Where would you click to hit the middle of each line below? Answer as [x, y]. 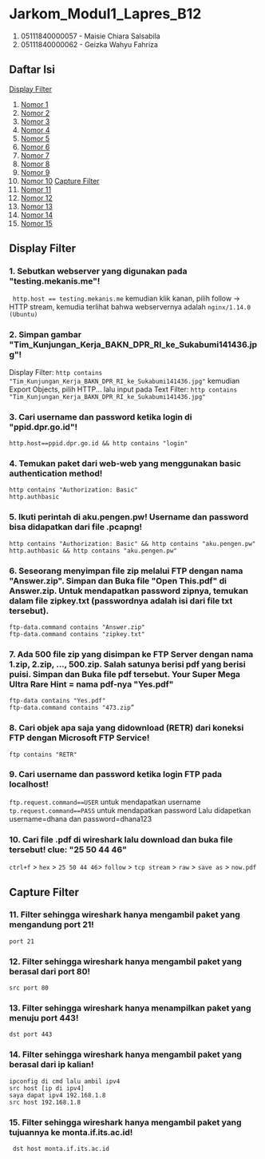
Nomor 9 [35, 172]
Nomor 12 [36, 197]
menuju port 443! [44, 1018]
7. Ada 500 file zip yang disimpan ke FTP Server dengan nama [131, 654]
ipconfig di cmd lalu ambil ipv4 [65, 1081]
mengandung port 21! [51, 925]
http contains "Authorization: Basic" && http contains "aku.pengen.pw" [132, 544]
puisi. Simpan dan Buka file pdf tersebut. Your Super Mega [125, 674]
